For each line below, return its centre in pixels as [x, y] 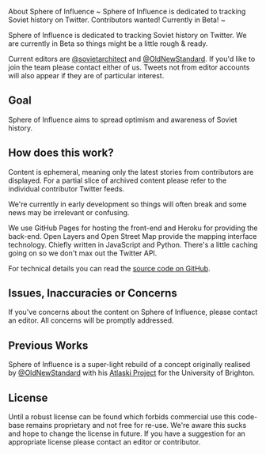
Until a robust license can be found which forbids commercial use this [122, 417]
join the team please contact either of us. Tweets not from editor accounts [129, 67]
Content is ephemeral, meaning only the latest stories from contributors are [131, 172]
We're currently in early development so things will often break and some [127, 204]
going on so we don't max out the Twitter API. [83, 253]
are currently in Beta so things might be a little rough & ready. [108, 44]
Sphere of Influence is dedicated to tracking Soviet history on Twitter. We [127, 35]
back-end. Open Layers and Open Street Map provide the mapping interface [133, 236]
